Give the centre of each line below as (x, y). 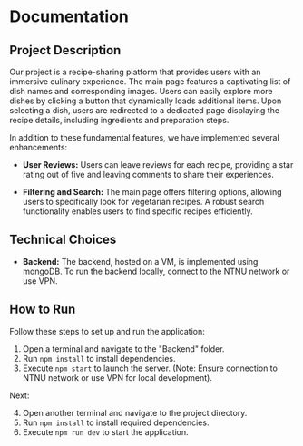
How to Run (43, 310)
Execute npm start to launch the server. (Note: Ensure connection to (150, 368)
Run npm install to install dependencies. (99, 358)
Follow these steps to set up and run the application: (108, 331)
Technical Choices (63, 240)
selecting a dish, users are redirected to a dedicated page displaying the (144, 110)
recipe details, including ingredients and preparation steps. (119, 120)
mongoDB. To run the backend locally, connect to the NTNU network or (156, 271)
